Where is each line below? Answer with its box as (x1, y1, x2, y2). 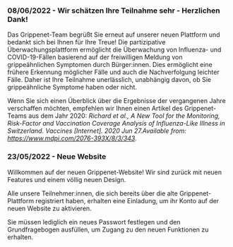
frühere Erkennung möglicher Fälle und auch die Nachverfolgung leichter (7, 68, 220, 76)
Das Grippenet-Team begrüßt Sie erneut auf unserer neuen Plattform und (7, 30, 220, 39)
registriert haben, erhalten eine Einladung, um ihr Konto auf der (35, 196, 220, 205)
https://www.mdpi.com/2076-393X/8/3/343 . (7, 134, 137, 143)
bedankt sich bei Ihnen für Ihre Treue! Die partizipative (7, 38, 166, 47)
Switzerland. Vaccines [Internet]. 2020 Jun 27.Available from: (7, 126, 187, 135)
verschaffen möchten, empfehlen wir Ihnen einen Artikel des (7, 104, 184, 113)
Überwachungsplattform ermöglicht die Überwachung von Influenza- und (7, 45, 222, 54)
